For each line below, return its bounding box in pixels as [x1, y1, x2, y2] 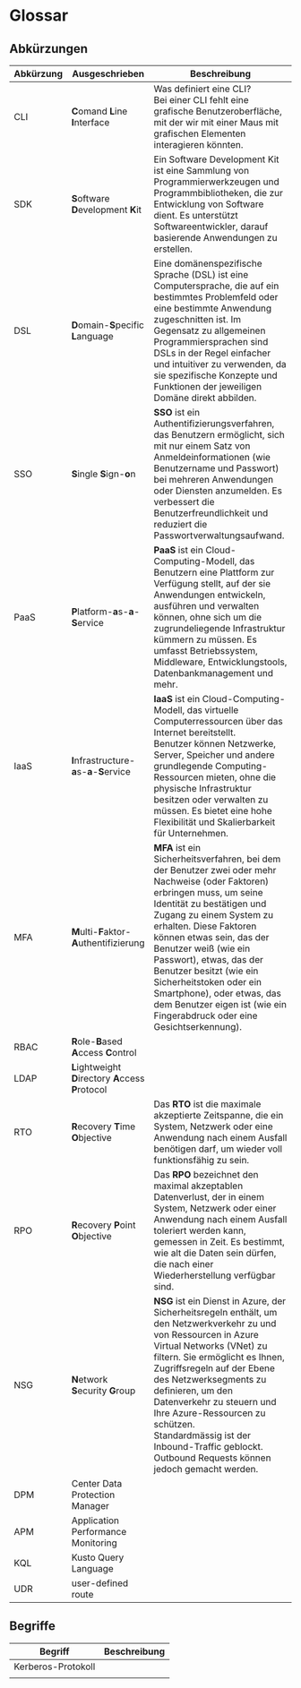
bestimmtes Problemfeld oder [153, 291, 279, 303]
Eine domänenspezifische [153, 257, 262, 270]
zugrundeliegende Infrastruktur [153, 622, 286, 634]
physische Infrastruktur [153, 783, 253, 794]
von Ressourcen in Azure [153, 1329, 260, 1341]
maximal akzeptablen [153, 1179, 244, 1192]
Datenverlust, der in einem [153, 1191, 264, 1203]
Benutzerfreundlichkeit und [153, 507, 269, 519]
